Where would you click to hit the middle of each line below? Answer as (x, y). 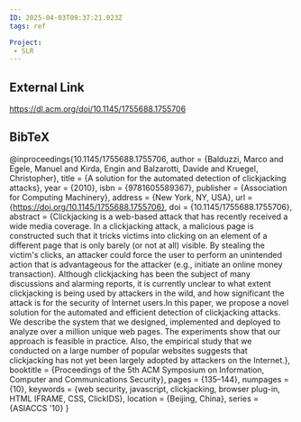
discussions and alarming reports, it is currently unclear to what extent (141, 283)
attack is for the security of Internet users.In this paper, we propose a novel (149, 302)
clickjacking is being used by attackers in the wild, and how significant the (147, 293)
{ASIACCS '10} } (39, 408)
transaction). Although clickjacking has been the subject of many (130, 274)
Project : (26, 42)
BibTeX (29, 138)
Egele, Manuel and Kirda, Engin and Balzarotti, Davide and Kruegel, (134, 169)
